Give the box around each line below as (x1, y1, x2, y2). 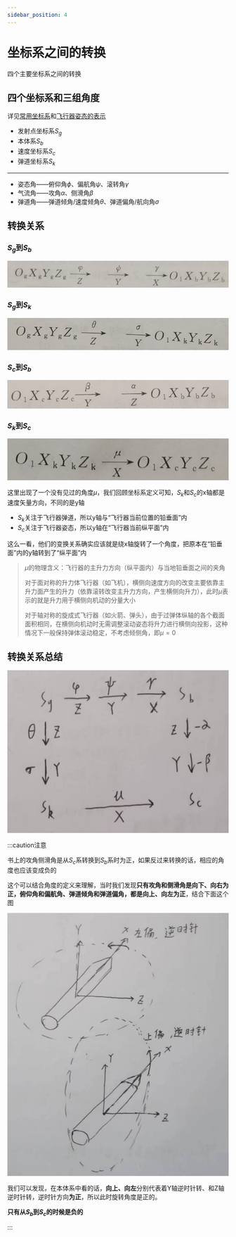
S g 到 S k (7, 300, 32, 311)
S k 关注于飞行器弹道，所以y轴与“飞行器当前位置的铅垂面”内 (17, 513, 188, 524)
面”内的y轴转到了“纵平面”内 (7, 548, 87, 557)
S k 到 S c (7, 421, 32, 432)
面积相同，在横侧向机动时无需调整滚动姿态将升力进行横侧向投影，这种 (24, 619, 228, 628)
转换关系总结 (7, 651, 63, 663)
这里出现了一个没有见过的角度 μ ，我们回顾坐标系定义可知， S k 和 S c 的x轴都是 (7, 488, 225, 498)
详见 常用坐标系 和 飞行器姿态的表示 (7, 112, 106, 120)
